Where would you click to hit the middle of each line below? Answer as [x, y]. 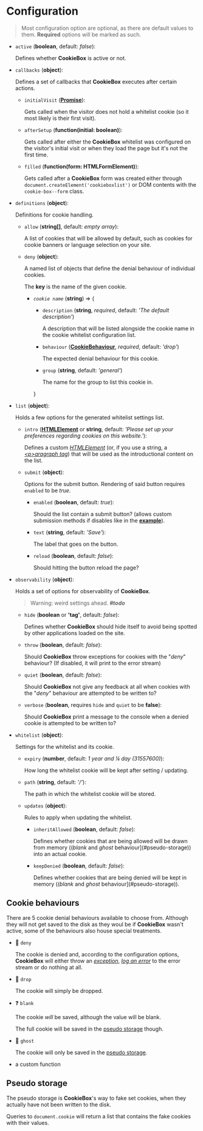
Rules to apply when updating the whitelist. [78, 817]
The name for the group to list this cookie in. [98, 382]
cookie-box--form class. [54, 191]
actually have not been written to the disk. [59, 1104]
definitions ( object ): [42, 203]
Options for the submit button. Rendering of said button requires [105, 484]
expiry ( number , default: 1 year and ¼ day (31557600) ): [94, 758]
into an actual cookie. [60, 854]
